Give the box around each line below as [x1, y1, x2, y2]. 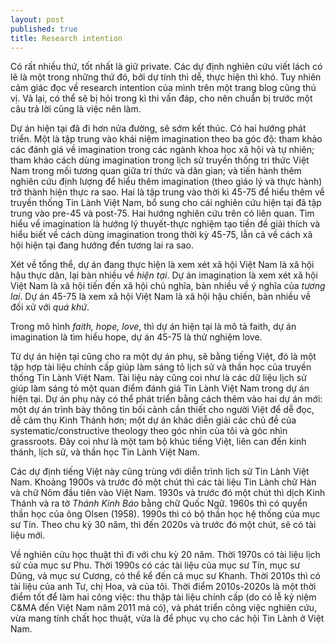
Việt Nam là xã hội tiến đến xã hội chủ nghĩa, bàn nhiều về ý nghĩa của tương [10, 280, 326, 292]
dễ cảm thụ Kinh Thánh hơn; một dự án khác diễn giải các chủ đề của [10, 414, 297, 426]
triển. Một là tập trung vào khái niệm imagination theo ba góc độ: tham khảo [10, 133, 323, 145]
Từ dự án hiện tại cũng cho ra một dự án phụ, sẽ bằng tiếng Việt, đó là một [10, 351, 317, 363]
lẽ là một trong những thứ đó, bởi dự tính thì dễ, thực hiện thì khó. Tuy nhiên [10, 71, 322, 83]
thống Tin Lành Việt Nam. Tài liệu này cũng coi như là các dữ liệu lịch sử [10, 372, 307, 384]
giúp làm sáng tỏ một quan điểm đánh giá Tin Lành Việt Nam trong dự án [10, 382, 310, 395]
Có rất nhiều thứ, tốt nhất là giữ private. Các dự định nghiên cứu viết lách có [10, 61, 323, 73]
